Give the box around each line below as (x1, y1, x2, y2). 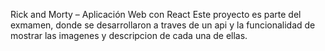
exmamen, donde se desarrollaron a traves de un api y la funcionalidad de (10, 19, 316, 31)
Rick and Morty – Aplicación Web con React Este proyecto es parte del (10, 9, 302, 20)
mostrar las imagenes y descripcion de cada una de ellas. (10, 30, 248, 41)
